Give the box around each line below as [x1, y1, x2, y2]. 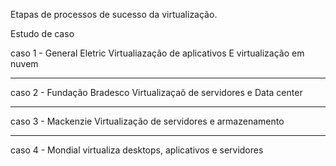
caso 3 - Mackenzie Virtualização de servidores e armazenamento [10, 115, 285, 127]
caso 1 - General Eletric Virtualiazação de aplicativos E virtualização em [10, 47, 305, 59]
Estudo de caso [10, 28, 75, 39]
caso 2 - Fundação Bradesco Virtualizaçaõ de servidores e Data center [10, 87, 303, 98]
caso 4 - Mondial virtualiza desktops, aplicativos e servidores [10, 144, 264, 156]
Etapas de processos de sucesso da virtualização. [10, 9, 218, 20]
